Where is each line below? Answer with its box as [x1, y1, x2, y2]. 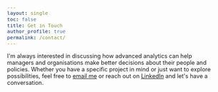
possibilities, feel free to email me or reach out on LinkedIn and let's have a [6, 72, 208, 80]
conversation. [6, 78, 44, 86]
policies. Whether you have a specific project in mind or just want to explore [6, 66, 211, 73]
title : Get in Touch [6, 22, 63, 29]
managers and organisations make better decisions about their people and [6, 58, 207, 66]
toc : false [6, 16, 37, 23]
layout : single [6, 10, 48, 17]
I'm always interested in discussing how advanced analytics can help [6, 52, 192, 60]
